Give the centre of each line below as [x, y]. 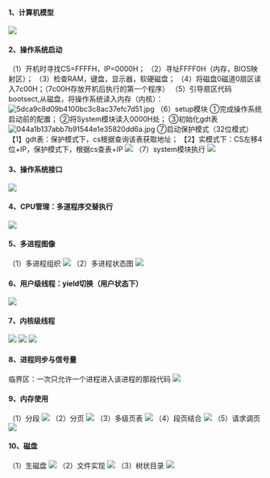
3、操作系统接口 [35, 169]
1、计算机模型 [31, 12]
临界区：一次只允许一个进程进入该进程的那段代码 [89, 379]
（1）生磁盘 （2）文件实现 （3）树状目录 [86, 466]
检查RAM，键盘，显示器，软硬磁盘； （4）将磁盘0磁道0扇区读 [158, 79]
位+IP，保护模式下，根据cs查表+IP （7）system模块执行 [107, 150]
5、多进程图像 [32, 244]
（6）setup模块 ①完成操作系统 [209, 109]
